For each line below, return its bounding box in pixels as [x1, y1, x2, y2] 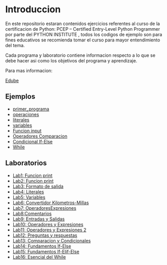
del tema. [5, 42, 25, 48]
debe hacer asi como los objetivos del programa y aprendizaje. [5, 57, 137, 63]
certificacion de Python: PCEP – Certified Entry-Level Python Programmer [5, 26, 160, 32]
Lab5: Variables [12, 194, 46, 200]
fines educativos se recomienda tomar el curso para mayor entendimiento [5, 37, 160, 43]
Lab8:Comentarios [12, 210, 52, 216]
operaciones [12, 111, 39, 117]
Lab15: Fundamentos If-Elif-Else [12, 248, 80, 254]
